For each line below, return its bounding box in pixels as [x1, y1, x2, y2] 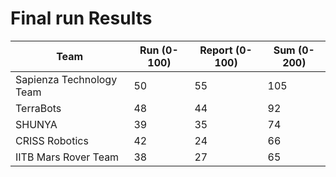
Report [199, 43, 233, 57]
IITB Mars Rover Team [15, 150, 120, 164]
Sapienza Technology [15, 72, 118, 86]
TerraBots [15, 101, 62, 115]
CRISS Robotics [15, 133, 89, 147]
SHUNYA [15, 117, 58, 131]
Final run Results [10, 7, 153, 30]
